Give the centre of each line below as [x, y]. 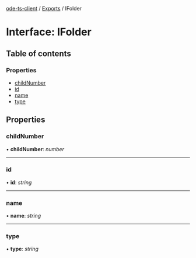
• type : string [22, 249]
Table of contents [38, 53]
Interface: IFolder [49, 32]
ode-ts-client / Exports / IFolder [44, 8]
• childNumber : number [35, 149]
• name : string [24, 216]
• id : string [19, 182]
